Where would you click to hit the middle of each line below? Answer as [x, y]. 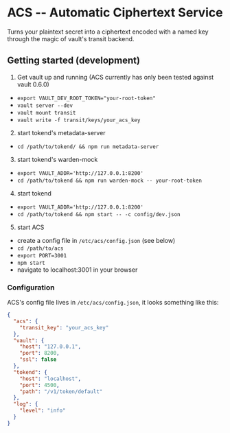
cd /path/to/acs [40, 248]
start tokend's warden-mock [57, 159]
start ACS [31, 227]
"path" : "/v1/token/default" [61, 391]
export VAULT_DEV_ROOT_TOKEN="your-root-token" [86, 98]
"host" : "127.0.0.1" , [50, 347]
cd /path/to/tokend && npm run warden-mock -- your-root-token [110, 180]
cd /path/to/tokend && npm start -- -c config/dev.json [99, 214]
